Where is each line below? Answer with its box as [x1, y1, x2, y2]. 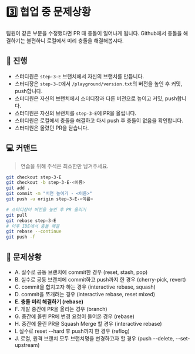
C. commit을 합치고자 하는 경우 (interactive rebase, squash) [14, 283, 156, 290]
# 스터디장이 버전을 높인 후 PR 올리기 [6, 207, 86, 213]
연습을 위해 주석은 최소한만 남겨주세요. [20, 163, 109, 170]
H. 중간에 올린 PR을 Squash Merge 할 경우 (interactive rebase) [14, 320, 163, 327]
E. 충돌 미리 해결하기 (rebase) [14, 298, 84, 305]
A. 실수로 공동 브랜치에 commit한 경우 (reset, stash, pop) [14, 269, 148, 276]
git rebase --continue [6, 229, 62, 234]
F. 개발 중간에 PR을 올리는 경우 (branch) [14, 306, 107, 312]
